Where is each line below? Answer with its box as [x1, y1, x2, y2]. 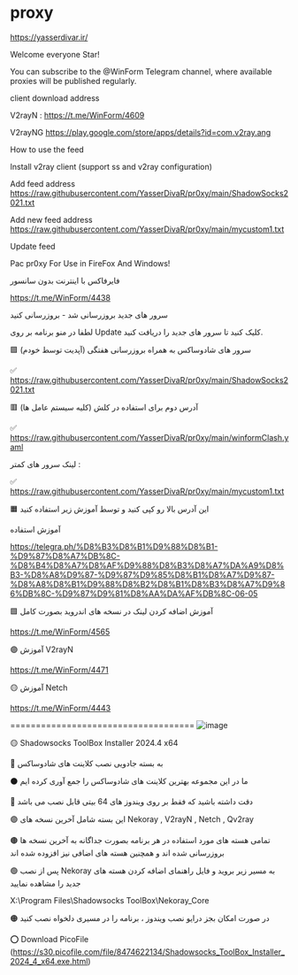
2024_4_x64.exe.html [10, 956, 88, 966]
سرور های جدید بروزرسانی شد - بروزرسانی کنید [10, 309, 169, 320]
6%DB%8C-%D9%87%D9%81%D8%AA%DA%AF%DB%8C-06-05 [10, 587, 258, 599]
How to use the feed [10, 144, 85, 155]
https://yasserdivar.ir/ [10, 32, 88, 42]
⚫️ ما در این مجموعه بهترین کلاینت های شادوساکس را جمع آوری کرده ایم [10, 775, 248, 786]
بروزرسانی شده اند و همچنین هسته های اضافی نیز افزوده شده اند [10, 848, 225, 858]
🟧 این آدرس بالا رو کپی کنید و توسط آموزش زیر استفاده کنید [10, 503, 210, 514]
